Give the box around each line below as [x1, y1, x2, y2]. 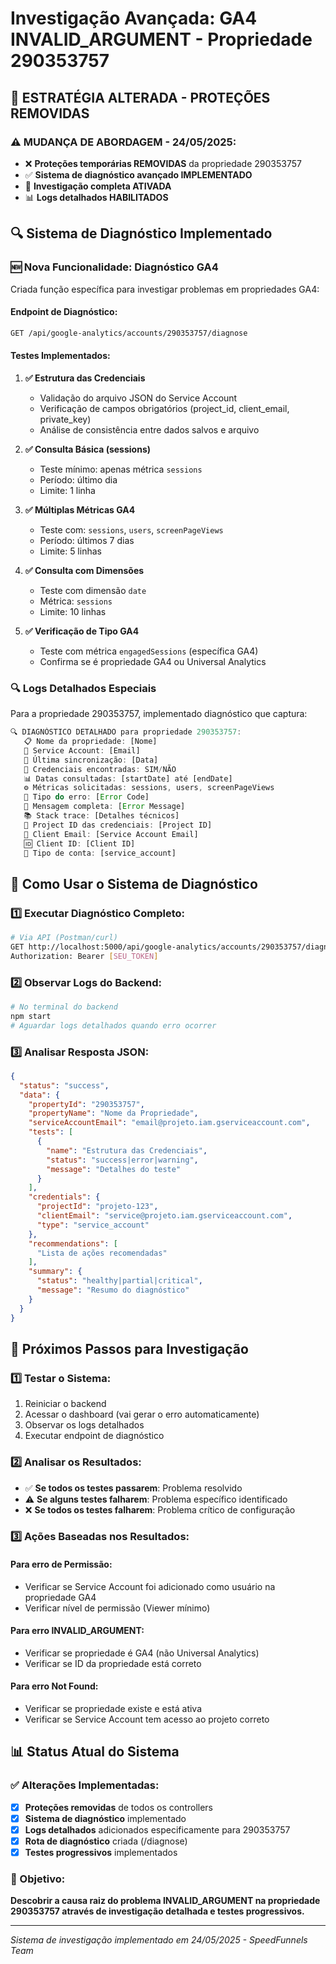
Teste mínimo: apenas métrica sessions [39, 463, 203, 475]
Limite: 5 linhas [39, 545, 102, 557]
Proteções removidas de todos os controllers [24, 1801, 213, 1813]
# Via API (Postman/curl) [10, 933, 118, 943]
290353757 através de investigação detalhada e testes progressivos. [10, 1905, 305, 1917]
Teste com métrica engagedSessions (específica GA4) [39, 645, 259, 657]
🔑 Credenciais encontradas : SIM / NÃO [23, 764, 177, 774]
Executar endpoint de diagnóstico [24, 1430, 165, 1442]
